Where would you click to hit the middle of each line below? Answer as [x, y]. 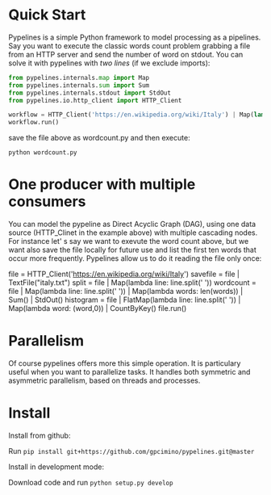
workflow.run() [34, 123]
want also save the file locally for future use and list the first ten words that [132, 250]
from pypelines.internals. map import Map [79, 78]
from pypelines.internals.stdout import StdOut [90, 93]
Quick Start [47, 15]
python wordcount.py [43, 153]
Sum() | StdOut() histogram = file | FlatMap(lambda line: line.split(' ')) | [125, 300]
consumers [47, 201]
